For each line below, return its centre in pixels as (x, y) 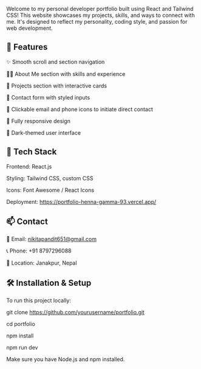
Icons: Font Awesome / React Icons (50, 190)
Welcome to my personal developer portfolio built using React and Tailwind (100, 9)
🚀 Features (27, 47)
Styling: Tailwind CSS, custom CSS (50, 178)
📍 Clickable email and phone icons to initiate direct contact (80, 109)
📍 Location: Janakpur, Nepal (42, 263)
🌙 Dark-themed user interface (43, 132)
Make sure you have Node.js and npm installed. (66, 359)
